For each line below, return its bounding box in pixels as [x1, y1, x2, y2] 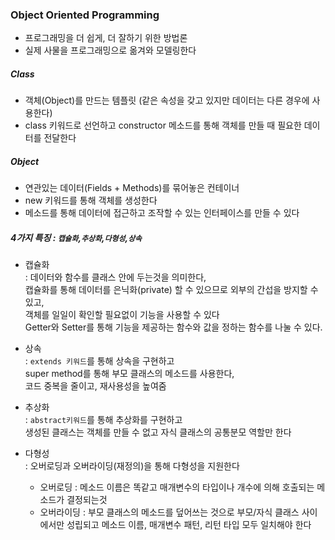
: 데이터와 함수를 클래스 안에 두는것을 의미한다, [24, 271, 207, 283]
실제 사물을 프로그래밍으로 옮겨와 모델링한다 [24, 44, 197, 57]
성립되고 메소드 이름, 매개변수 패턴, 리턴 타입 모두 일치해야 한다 [66, 519, 312, 531]
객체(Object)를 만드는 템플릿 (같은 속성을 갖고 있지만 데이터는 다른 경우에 [24, 94, 310, 107]
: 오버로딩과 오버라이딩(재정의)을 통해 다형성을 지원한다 [24, 460, 240, 472]
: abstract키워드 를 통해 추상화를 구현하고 [24, 414, 183, 426]
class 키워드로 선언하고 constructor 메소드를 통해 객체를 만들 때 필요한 [24, 119, 302, 132]
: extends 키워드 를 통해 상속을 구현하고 [24, 355, 175, 367]
